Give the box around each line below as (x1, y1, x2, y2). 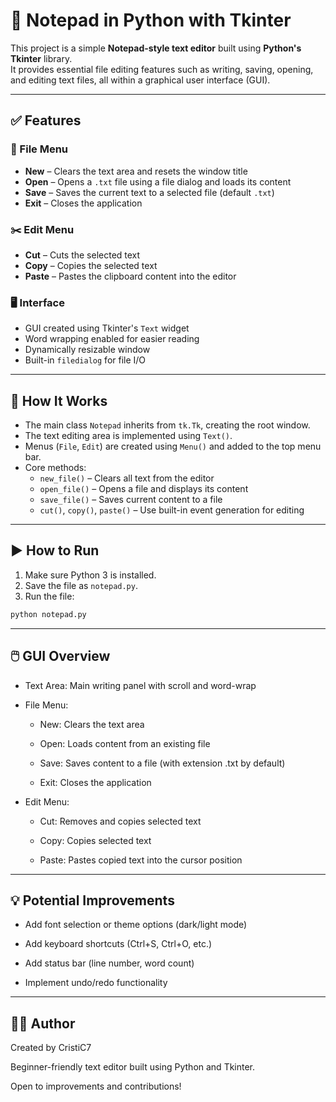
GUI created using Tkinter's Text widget (24, 322, 190, 334)
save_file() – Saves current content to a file (39, 494, 223, 506)
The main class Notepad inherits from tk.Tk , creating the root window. (24, 419, 311, 431)
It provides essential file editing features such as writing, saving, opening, (10, 63, 314, 75)
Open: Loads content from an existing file (39, 737, 211, 749)
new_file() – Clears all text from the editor (39, 472, 215, 484)
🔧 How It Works (10, 392, 108, 409)
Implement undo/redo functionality (24, 977, 168, 989)
